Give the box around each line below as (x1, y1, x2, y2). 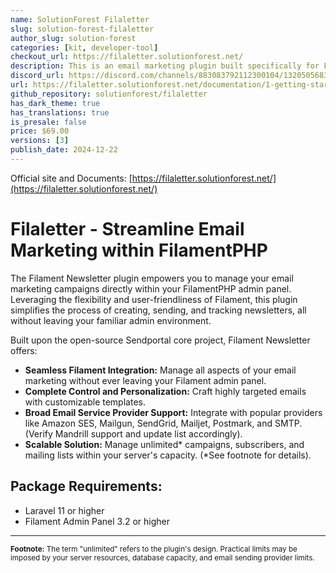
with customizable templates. (24, 396, 146, 408)
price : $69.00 (10, 126, 70, 136)
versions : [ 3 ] (10, 136, 70, 146)
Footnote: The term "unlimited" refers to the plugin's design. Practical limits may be (10, 544, 298, 554)
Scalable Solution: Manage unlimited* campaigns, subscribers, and (24, 438, 305, 450)
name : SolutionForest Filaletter (10, 14, 150, 25)
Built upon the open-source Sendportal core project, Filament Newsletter (10, 334, 311, 346)
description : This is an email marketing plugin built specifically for (10, 61, 320, 71)
